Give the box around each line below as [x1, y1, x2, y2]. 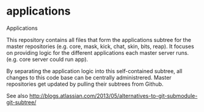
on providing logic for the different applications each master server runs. [6, 49, 189, 56]
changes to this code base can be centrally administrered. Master [6, 74, 172, 81]
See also [6, 92, 29, 99]
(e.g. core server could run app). [6, 55, 89, 63]
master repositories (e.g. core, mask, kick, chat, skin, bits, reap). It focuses [6, 43, 194, 50]
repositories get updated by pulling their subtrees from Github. [6, 80, 164, 88]
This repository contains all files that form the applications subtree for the [6, 36, 191, 43]
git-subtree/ [6, 99, 37, 106]
